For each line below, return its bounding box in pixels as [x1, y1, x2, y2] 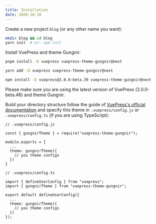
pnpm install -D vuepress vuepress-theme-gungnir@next [5, 59, 122, 64]
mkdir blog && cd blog [5, 36, 53, 41]
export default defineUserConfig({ [5, 192, 80, 197]
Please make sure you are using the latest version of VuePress [5, 86, 134, 92]
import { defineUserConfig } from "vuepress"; [5, 179, 104, 184]
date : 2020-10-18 [5, 12, 42, 17]
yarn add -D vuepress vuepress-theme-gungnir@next [5, 68, 113, 73]
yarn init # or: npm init [5, 40, 62, 45]
